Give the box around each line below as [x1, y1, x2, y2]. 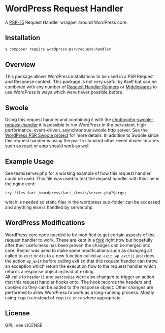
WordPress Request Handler [5, 3, 124, 14]
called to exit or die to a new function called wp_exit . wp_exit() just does [5, 252, 155, 258]
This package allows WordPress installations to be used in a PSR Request [5, 74, 154, 80]
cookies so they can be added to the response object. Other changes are [5, 284, 154, 290]
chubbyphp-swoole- [112, 117, 154, 123]
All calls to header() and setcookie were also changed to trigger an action [5, 274, 154, 280]
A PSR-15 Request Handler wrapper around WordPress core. [5, 19, 128, 25]
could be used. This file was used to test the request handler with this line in [5, 176, 160, 182]
